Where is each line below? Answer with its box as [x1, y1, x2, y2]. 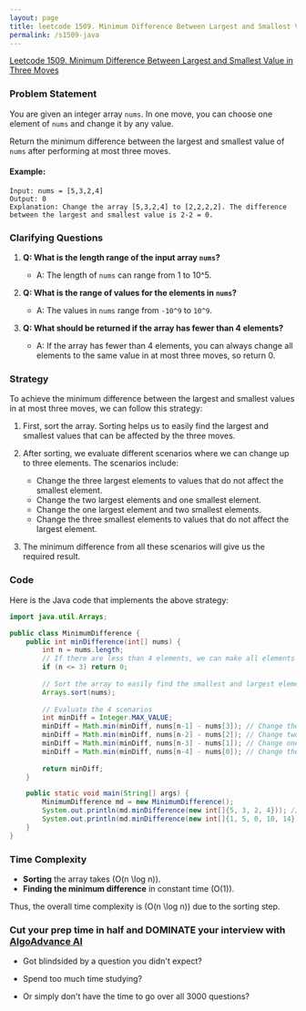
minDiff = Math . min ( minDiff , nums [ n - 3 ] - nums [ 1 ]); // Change [42, 739, 283, 748]
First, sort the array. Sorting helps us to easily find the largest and [22, 421, 269, 432]
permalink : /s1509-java [9, 30, 100, 39]
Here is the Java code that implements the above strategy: [9, 594, 229, 606]
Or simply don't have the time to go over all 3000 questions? [22, 991, 250, 1002]
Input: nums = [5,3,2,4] [9, 186, 104, 196]
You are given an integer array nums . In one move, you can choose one [9, 108, 273, 119]
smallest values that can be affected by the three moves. [22, 430, 236, 442]
